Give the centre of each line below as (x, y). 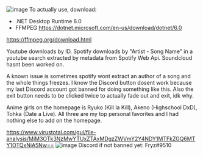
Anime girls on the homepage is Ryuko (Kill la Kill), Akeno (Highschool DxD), (102, 107)
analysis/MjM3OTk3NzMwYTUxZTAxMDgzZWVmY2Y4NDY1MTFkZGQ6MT (101, 139)
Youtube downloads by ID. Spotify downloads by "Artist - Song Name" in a (100, 51)
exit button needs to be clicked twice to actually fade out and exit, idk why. (100, 96)
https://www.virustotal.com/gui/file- (51, 132)
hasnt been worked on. (35, 64)
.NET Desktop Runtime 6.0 (48, 21)
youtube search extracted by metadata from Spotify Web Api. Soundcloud (99, 58)
